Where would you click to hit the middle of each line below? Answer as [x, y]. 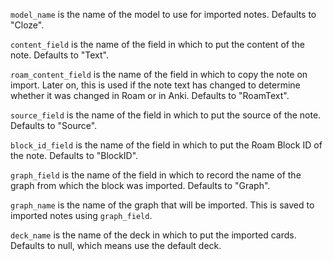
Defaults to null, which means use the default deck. [116, 245]
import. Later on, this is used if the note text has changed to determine [155, 85]
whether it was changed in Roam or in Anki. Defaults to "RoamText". [150, 95]
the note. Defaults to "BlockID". [74, 155]
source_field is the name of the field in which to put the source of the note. [166, 115]
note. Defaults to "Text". [59, 55]
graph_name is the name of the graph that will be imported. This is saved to [162, 205]
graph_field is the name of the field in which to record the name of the [156, 175]
